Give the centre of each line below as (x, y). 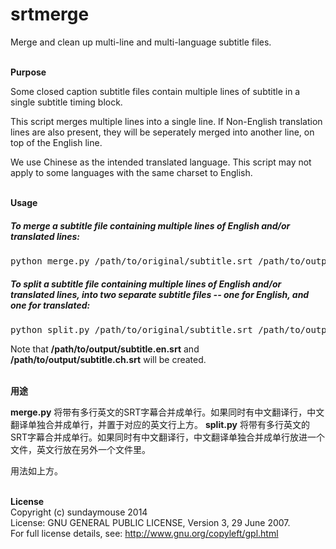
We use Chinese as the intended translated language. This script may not (161, 162)
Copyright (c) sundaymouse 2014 (79, 512)
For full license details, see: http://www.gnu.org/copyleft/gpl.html (144, 533)
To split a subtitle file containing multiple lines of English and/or (146, 284)
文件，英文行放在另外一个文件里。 (80, 449)
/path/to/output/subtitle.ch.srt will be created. (108, 359)
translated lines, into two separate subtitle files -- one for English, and (160, 294)
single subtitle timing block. (66, 102)
